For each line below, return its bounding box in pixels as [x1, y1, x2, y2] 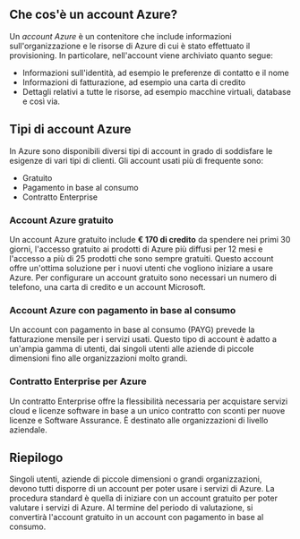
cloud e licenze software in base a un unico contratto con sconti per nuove [9, 405, 286, 415]
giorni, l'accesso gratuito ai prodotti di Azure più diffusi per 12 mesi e [9, 244, 263, 254]
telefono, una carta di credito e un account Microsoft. [9, 281, 206, 292]
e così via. [21, 96, 61, 107]
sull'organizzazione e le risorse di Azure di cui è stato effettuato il [9, 40, 251, 51]
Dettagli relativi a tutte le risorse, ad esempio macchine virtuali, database [21, 86, 291, 97]
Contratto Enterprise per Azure [9, 375, 147, 388]
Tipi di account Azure [9, 122, 132, 137]
